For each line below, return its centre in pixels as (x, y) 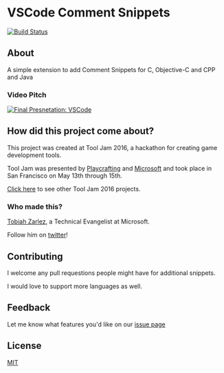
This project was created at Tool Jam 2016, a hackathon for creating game (112, 147)
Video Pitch (27, 95)
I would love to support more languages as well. (75, 286)
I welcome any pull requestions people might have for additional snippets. (111, 273)
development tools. (34, 155)
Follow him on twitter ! (38, 235)
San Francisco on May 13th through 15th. (65, 176)
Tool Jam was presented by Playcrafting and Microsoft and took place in (109, 168)
